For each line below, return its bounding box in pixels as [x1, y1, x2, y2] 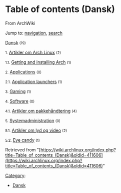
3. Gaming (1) [5, 88, 31, 94]
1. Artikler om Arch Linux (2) [5, 49, 61, 55]
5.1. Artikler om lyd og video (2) [5, 127, 67, 133]
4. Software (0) [5, 98, 35, 104]
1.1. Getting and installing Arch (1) [5, 59, 71, 65]
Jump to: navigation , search [5, 30, 62, 36]
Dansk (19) [5, 39, 26, 46]
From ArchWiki [5, 20, 36, 26]
